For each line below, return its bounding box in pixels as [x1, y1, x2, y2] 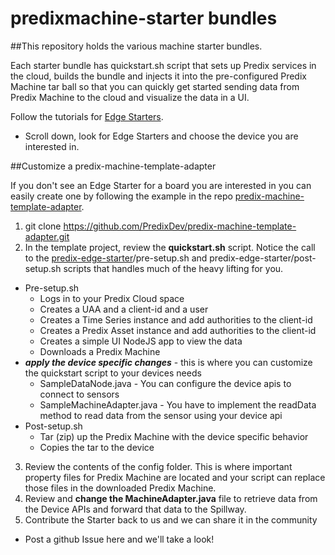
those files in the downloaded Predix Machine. [24, 482, 217, 494]
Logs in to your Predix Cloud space [39, 292, 185, 304]
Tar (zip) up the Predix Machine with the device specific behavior [39, 430, 309, 442]
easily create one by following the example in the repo [10, 190, 233, 202]
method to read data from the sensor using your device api [39, 409, 283, 421]
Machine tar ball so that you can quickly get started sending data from [10, 80, 300, 92]
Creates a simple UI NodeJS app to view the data [39, 335, 243, 347]
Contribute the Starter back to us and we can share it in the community [24, 513, 318, 526]
